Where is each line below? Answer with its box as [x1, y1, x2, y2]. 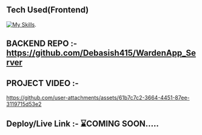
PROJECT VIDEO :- [6, 78, 79, 88]
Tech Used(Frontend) [6, 5, 89, 15]
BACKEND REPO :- [6, 39, 78, 49]
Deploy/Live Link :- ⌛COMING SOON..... [6, 119, 159, 129]
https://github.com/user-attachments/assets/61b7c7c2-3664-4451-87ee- [6, 94, 190, 102]
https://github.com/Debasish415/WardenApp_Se [6, 48, 196, 58]
